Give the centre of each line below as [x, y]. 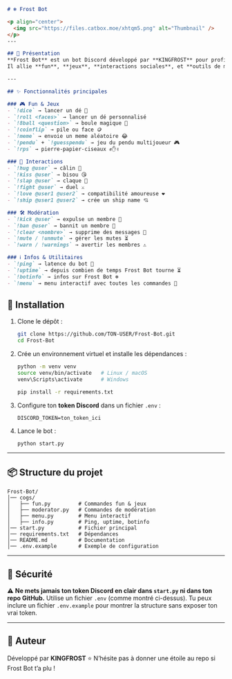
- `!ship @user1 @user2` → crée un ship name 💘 [78, 200]
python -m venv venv [47, 367]
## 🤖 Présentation [33, 54]
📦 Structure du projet [55, 472]
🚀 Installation [36, 305]
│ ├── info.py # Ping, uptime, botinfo [78, 522]
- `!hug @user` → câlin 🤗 [44, 168]
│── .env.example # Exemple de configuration [83, 547]
